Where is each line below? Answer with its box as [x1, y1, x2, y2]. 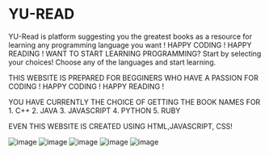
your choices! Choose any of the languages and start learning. [8, 57, 216, 67]
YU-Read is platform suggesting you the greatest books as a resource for [8, 31, 253, 41]
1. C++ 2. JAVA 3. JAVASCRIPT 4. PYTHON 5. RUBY [8, 106, 181, 115]
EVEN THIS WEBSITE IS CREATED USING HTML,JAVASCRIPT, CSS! [8, 121, 233, 131]
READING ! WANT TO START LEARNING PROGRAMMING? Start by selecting [8, 48, 262, 58]
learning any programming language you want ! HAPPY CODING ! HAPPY [8, 40, 252, 49]
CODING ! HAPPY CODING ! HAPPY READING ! [8, 82, 165, 91]
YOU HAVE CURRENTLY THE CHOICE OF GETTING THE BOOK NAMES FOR [8, 97, 261, 107]
